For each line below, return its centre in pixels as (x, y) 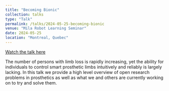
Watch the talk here (25, 52)
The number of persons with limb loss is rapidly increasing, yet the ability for (84, 61)
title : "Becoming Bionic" (32, 10)
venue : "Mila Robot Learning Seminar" (46, 28)
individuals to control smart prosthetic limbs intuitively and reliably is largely (84, 67)
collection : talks (24, 14)
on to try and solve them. (31, 82)
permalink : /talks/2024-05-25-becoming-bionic (55, 24)
